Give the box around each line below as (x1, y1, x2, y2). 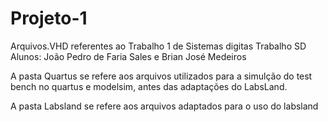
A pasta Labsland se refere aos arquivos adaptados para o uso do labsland (10, 100, 319, 112)
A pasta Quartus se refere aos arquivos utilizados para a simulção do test (10, 70, 313, 82)
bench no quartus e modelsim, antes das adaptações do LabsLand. (10, 80, 288, 92)
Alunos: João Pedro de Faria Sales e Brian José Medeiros (10, 50, 247, 62)
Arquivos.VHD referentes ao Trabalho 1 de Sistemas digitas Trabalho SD (10, 40, 307, 52)
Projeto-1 (10, 7, 88, 30)
